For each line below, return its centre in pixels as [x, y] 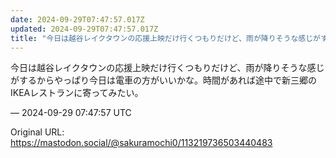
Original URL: [37, 132]
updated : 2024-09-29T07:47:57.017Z [84, 29]
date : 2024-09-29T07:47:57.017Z [77, 19]
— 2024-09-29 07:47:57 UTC [71, 113]
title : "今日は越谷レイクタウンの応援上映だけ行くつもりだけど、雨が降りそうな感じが [165, 38]
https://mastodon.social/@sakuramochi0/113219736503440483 [141, 143]
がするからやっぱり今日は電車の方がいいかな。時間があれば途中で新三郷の [163, 80]
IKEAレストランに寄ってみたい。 [77, 93]
